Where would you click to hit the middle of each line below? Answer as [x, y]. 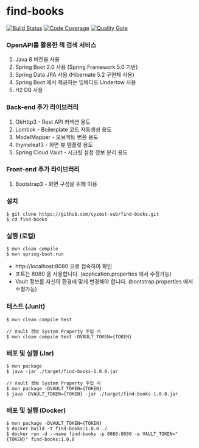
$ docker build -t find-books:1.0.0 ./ [57, 429]
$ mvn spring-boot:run [35, 254]
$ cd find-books [27, 220]
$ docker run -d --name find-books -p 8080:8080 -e [73, 434]
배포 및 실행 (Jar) [30, 353]
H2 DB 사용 [29, 90]
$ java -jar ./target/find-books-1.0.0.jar [62, 372]
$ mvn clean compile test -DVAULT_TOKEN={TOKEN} [69, 336]
